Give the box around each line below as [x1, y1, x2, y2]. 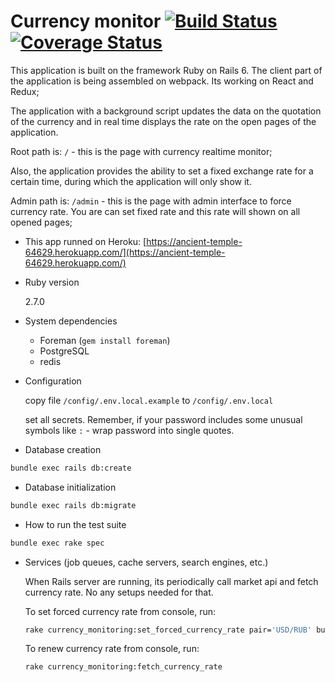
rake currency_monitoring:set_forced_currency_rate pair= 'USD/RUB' [24, 625, 312, 635]
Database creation [24, 443, 102, 455]
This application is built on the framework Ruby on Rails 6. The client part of [10, 64, 323, 76]
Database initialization [24, 481, 117, 493]
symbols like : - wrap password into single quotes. [24, 424, 235, 436]
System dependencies [24, 315, 118, 327]
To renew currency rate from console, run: [24, 643, 200, 655]
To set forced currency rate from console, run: [24, 605, 217, 617]
